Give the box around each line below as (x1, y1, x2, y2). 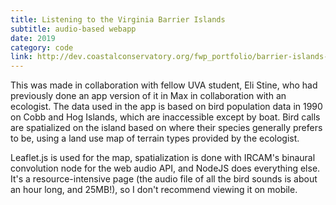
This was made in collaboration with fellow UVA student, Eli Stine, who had (10, 79, 318, 91)
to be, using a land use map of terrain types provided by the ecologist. (10, 132, 300, 145)
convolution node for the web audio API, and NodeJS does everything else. (10, 162, 321, 175)
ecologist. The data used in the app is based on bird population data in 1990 (10, 101, 323, 113)
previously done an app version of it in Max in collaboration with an (10, 90, 287, 102)
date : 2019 (10, 33, 56, 43)
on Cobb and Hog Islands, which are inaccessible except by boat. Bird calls (10, 111, 321, 123)
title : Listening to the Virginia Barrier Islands (10, 14, 226, 25)
